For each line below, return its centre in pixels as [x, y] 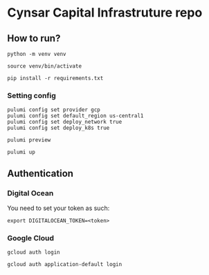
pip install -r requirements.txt [55, 78]
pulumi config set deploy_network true [65, 122]
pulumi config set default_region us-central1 [75, 116]
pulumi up [21, 152]
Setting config [32, 95]
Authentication [40, 173]
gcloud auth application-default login [65, 265]
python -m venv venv [37, 54]
